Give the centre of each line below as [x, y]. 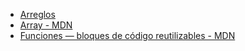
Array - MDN [46, 25]
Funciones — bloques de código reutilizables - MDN [127, 35]
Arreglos [37, 14]
